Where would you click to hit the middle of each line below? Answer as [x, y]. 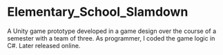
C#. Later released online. [44, 45]
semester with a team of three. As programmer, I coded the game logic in [111, 38]
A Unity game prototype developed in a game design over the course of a [111, 31]
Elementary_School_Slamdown [98, 12]
